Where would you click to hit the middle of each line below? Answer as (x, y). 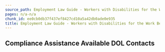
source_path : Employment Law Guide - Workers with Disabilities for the (81, 10)
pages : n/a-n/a (21, 14)
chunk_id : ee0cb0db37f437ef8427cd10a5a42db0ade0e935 (60, 19)
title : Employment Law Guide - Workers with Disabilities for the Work (80, 23)
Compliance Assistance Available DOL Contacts (80, 43)
